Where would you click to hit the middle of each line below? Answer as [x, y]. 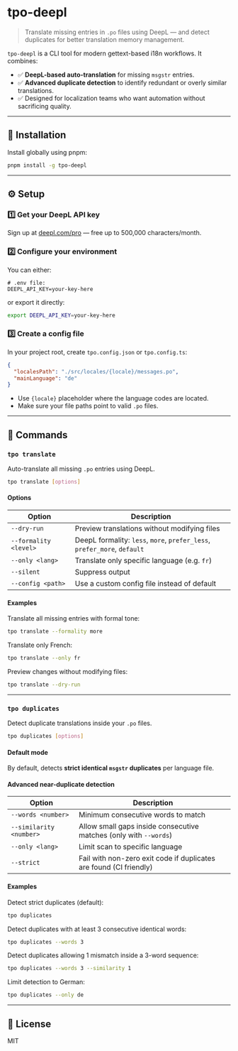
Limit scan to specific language [131, 847]
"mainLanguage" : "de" [46, 378]
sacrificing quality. [45, 106]
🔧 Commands [38, 435]
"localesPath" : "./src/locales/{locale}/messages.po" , [96, 371]
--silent [25, 572]
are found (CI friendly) [116, 867]
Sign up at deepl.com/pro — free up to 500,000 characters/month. [104, 233]
